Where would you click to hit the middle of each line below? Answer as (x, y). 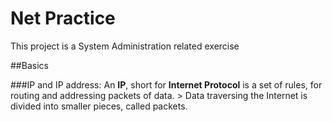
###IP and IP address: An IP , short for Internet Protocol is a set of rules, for (166, 84)
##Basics (29, 65)
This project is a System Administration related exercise (125, 46)
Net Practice (63, 18)
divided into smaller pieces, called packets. (99, 106)
